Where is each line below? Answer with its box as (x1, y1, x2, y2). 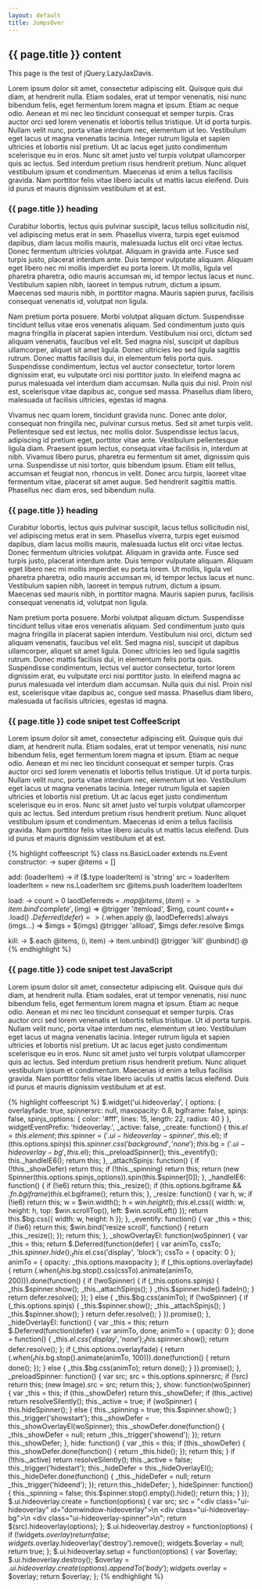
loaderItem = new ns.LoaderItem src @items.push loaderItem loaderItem (8, 880, 242, 891)
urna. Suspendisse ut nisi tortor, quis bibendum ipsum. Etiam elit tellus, (8, 460, 236, 469)
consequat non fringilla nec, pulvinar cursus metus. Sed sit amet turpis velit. (8, 418, 253, 428)
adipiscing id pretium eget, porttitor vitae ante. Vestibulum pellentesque (8, 435, 239, 444)
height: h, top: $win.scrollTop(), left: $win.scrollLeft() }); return (8, 1205, 209, 1215)
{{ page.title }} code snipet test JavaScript (8, 964, 174, 975)
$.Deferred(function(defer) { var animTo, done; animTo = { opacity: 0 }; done (8, 1326, 254, 1336)
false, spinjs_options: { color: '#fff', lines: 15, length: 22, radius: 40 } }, (8, 1113, 232, 1123)
